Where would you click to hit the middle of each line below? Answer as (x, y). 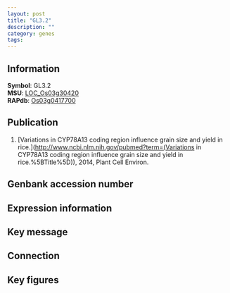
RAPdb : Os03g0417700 (41, 100)
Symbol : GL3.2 (29, 85)
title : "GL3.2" (30, 20)
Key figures (33, 280)
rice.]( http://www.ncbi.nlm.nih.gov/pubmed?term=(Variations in (109, 147)
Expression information (60, 208)
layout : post (26, 14)
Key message (38, 232)
